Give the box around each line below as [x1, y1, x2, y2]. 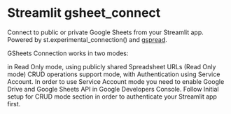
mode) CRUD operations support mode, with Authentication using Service [7, 70, 220, 78]
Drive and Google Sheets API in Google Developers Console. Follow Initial [7, 85, 219, 93]
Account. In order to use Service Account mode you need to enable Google [7, 77, 225, 85]
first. [7, 99, 21, 108]
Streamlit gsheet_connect [7, 5, 161, 21]
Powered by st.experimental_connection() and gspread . [7, 35, 168, 43]
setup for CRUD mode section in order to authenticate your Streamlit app [7, 92, 217, 101]
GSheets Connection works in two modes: [7, 49, 129, 57]
